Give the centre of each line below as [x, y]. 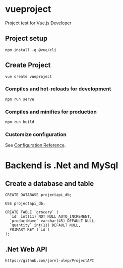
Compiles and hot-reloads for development [58, 89]
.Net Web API [26, 249]
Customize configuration [36, 134]
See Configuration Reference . [35, 145]
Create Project [28, 65]
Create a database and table [50, 184]
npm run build [20, 122]
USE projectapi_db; [25, 204]
